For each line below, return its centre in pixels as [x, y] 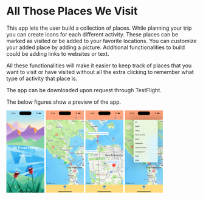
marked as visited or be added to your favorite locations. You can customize [102, 41]
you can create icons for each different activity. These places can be [92, 34]
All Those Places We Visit [72, 11]
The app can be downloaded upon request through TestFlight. [84, 90]
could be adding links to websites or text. [58, 53]
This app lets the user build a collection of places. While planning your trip [99, 28]
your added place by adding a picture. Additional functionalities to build [96, 47]
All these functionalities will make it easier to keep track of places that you [99, 66]
